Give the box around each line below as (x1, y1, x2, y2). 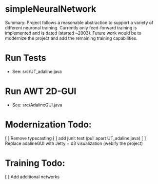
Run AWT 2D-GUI (5, 86, 77, 97)
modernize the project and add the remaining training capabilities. (5, 35, 138, 41)
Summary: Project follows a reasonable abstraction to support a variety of (5, 20, 154, 25)
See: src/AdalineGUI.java (12, 102, 62, 108)
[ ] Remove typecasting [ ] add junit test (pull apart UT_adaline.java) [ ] (5, 135, 146, 141)
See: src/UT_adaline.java (12, 69, 62, 74)
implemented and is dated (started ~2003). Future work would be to (5, 30, 141, 36)
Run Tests (5, 52, 46, 64)
